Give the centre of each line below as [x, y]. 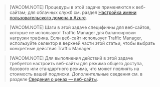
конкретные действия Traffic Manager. [51, 48]
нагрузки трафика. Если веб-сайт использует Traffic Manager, [76, 38]
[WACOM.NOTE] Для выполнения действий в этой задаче [71, 58]
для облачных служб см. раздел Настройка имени [82, 12]
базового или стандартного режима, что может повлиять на [74, 69]
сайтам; [18, 12]
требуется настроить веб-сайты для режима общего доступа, [76, 63]
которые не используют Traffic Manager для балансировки [72, 33]
